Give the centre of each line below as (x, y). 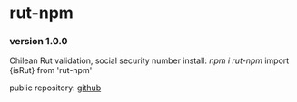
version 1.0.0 (39, 42)
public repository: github (55, 88)
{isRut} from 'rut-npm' (51, 70)
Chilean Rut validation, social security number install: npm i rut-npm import (149, 60)
